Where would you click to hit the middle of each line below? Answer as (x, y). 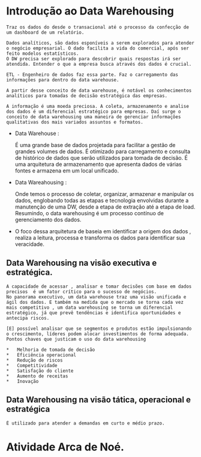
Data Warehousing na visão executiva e (82, 263)
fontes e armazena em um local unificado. (67, 171)
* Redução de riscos (34, 360)
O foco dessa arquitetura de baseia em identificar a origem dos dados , (103, 231)
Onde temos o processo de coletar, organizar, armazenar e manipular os (104, 194)
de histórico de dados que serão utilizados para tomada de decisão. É (101, 157)
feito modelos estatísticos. (43, 53)
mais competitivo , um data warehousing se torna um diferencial (89, 307)
